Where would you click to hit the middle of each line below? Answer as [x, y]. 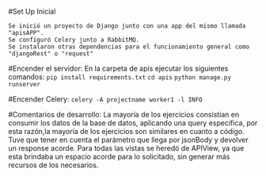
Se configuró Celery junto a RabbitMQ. [74, 40]
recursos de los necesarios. [53, 165]
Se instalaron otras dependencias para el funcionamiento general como [129, 47]
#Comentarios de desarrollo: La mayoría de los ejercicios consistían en [124, 115]
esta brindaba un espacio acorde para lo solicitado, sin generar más [119, 157]
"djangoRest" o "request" [51, 54]
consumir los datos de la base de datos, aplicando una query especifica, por [133, 123]
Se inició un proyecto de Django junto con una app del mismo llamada [127, 26]
